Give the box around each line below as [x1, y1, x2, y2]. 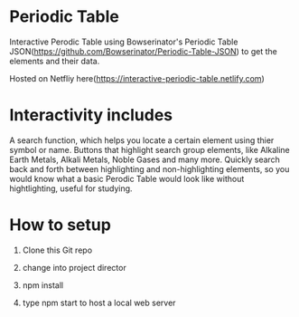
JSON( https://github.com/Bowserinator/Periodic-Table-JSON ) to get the [9, 45, 277, 56]
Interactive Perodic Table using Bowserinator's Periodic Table [9, 36, 238, 47]
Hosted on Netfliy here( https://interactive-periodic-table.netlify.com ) [9, 72, 265, 83]
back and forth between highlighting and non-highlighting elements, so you [9, 163, 290, 174]
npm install [22, 279, 64, 291]
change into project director [22, 262, 126, 273]
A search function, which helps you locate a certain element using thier [9, 134, 275, 146]
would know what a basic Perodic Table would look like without [9, 173, 245, 184]
